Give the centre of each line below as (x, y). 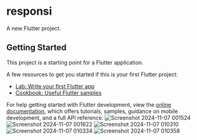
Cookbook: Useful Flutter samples (58, 93)
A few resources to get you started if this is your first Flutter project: (92, 74)
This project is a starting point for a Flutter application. (75, 62)
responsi (29, 11)
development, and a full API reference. (55, 117)
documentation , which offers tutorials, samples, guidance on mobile (92, 111)
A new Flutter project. (34, 28)
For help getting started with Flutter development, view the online (89, 104)
